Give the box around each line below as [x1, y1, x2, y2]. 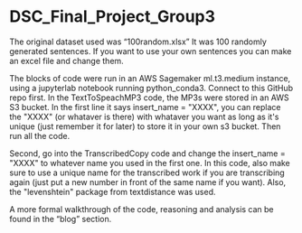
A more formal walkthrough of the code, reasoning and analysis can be [9, 203, 274, 214]
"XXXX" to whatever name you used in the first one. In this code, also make [9, 157, 291, 168]
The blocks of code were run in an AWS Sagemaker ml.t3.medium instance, [9, 72, 291, 83]
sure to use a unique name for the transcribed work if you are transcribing [9, 167, 285, 178]
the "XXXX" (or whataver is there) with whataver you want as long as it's [9, 111, 279, 122]
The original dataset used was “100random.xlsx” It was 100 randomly [9, 36, 267, 47]
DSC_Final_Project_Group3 [9, 6, 215, 27]
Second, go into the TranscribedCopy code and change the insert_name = [9, 147, 287, 159]
